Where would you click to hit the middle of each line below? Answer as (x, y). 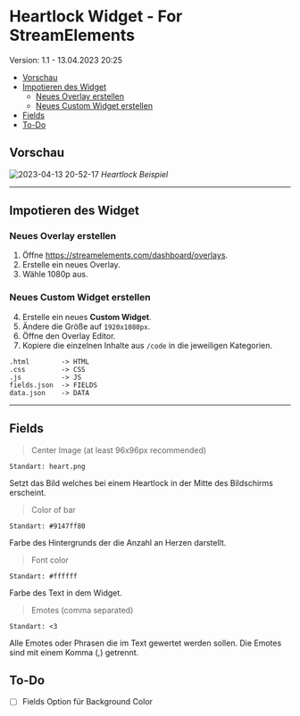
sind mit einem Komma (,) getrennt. (74, 652)
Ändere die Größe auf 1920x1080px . (86, 326)
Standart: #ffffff (43, 576)
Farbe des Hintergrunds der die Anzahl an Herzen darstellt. (118, 542)
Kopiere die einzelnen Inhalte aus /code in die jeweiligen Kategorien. (147, 345)
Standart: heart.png (48, 466)
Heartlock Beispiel (135, 174)
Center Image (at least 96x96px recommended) (119, 450)
